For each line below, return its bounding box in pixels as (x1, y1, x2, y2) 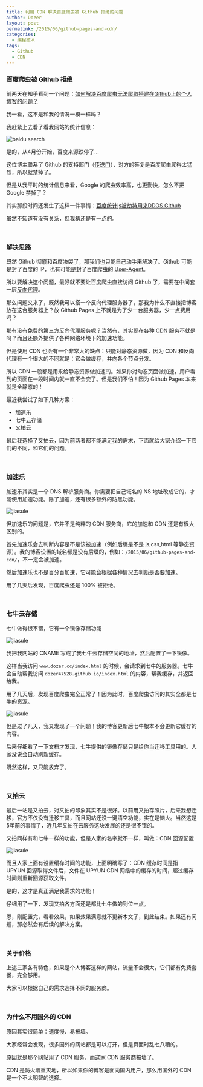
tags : (6, 43, 20, 49)
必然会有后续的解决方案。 (22, 921, 86, 928)
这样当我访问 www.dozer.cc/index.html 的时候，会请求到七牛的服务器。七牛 (6, 662, 193, 669)
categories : (6, 32, 36, 38)
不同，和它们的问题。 (16, 444, 70, 452)
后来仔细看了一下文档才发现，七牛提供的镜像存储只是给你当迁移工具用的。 (6, 743, 192, 750)
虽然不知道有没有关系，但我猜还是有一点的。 (6, 215, 118, 222)
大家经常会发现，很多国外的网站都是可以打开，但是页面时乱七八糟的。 (6, 1040, 181, 1048)
